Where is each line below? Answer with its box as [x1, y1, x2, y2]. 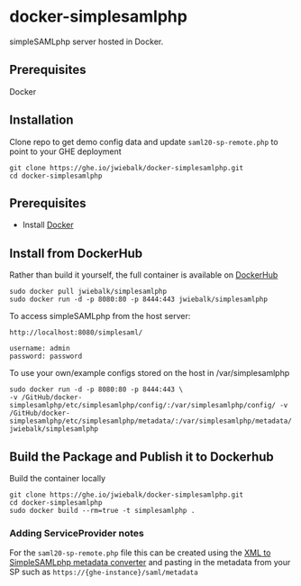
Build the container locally [9, 473, 106, 483]
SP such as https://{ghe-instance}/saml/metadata [9, 566, 198, 578]
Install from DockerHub [9, 245, 142, 261]
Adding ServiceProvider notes [9, 526, 144, 539]
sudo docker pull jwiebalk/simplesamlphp [9, 287, 168, 297]
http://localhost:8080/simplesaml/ [9, 328, 143, 337]
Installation [9, 113, 74, 128]
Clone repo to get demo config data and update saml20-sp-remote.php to [9, 136, 278, 147]
